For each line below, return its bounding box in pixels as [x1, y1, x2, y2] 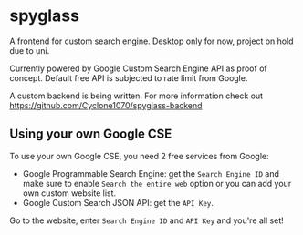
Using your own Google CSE [9, 127, 172, 142]
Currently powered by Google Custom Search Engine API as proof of [9, 63, 267, 74]
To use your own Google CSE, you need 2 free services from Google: [9, 150, 269, 161]
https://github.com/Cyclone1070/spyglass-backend [9, 99, 203, 110]
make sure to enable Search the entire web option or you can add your [22, 178, 292, 189]
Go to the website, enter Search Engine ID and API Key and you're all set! [9, 215, 285, 226]
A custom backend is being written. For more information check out [9, 90, 263, 101]
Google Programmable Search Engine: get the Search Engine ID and [22, 168, 280, 179]
